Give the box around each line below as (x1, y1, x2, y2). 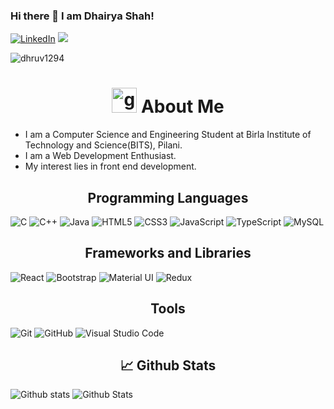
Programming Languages (87, 189, 249, 206)
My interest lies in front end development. (24, 160, 197, 173)
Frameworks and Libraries (84, 245, 252, 262)
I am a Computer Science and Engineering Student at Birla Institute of (24, 129, 312, 141)
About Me (140, 95, 225, 118)
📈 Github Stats (119, 357, 217, 374)
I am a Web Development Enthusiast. (24, 150, 177, 162)
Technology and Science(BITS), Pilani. (24, 139, 183, 151)
